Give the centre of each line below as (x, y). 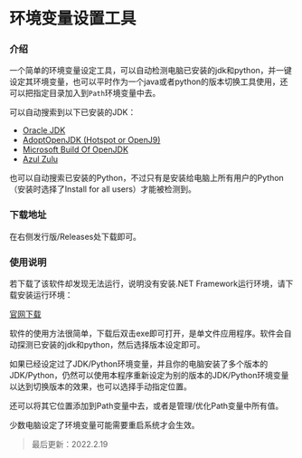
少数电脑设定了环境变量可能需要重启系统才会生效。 (104, 425)
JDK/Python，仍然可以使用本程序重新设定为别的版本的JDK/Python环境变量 (149, 376)
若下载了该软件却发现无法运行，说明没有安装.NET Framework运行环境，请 (147, 284)
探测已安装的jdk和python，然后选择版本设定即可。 (111, 345)
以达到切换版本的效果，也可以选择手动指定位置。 (100, 386)
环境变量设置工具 (73, 19)
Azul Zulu (40, 159)
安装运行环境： (45, 295)
